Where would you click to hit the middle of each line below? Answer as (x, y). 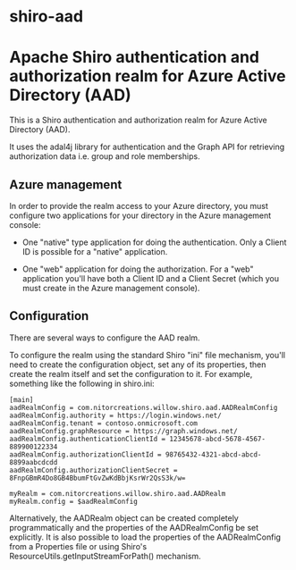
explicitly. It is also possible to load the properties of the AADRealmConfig (145, 537)
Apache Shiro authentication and (134, 58)
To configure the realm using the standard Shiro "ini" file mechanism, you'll (148, 355)
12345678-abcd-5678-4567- (218, 439)
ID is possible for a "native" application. (95, 251)
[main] (21, 399)
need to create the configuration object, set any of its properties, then (138, 365)
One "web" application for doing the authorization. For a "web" (138, 269)
